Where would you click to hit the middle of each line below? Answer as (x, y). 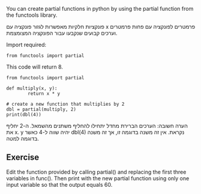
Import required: (26, 45)
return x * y (44, 94)
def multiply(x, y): (32, 88)
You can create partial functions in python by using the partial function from (100, 9)
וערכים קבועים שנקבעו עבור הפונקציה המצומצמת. (62, 33)
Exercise (23, 158)
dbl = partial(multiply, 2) (41, 109)
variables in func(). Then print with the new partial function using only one (98, 178)
